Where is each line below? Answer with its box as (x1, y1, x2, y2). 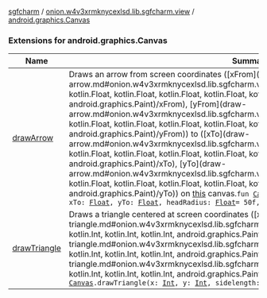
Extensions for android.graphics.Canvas (8, 35, 168, 46)
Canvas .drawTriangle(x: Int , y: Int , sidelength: (68, 278, 261, 288)
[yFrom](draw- (189, 99, 247, 110)
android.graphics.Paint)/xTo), (68, 158, 178, 169)
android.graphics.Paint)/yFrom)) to (68, 129, 199, 140)
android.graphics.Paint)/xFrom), (68, 99, 188, 110)
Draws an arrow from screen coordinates (68, 69, 222, 80)
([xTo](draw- (199, 129, 250, 140)
